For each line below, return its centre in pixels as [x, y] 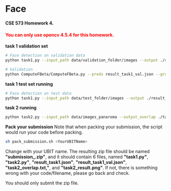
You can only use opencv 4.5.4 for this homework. [60, 35]
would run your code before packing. [44, 132]
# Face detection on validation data [45, 56]
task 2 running [21, 108]
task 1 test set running [29, 84]
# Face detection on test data [38, 93]
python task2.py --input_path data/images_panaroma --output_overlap [81, 117]
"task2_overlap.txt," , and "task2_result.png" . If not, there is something [81, 168]
